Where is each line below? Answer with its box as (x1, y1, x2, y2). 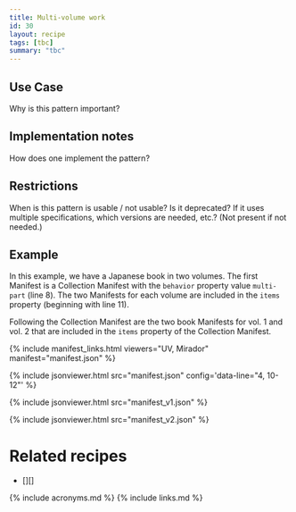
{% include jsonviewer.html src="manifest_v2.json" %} (9, 415, 210, 425)
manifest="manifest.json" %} (9, 353, 116, 364)
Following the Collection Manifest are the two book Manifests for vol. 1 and (9, 316, 284, 327)
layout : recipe (9, 29, 66, 38)
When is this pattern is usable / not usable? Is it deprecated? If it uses (9, 202, 265, 213)
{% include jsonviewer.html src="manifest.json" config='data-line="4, (9, 370, 266, 381)
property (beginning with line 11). (9, 299, 129, 310)
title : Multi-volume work (9, 13, 105, 22)
